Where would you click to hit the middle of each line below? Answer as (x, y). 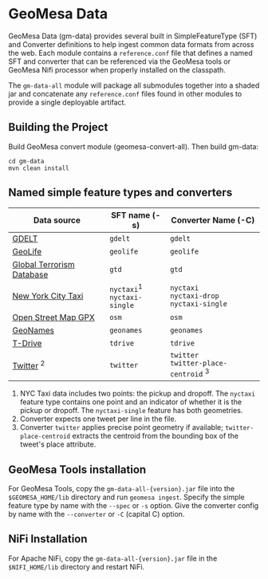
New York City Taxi (48, 296)
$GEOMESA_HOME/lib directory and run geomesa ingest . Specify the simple (126, 497)
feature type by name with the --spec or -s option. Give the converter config (134, 506)
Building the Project (58, 127)
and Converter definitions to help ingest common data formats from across (131, 44)
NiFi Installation (48, 539)
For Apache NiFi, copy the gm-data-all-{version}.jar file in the (113, 558)
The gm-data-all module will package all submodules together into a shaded (134, 85)
